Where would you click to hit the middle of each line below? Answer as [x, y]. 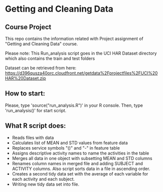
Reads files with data [33, 137]
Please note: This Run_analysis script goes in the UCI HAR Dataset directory [81, 53]
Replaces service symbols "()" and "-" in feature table [66, 148]
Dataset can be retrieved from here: [41, 68]
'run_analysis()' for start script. [36, 110]
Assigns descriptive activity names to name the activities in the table [81, 153]
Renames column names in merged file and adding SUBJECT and [77, 163]
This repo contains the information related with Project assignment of [74, 38]
